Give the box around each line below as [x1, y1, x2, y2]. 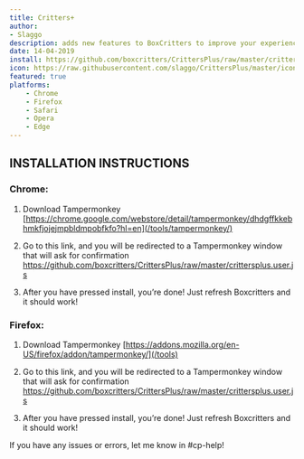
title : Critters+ [9, 13, 75, 23]
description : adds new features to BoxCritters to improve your [9, 38, 257, 48]
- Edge [25, 123, 51, 132]
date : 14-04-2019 [9, 47, 75, 56]
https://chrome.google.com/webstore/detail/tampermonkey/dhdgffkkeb [25, 213, 293, 224]
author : [9, 22, 39, 31]
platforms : [9, 80, 51, 89]
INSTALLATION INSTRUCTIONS [9, 155, 190, 172]
